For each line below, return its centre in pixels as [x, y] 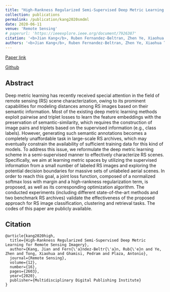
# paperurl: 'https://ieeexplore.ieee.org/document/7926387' [71, 33]
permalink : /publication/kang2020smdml [47, 19]
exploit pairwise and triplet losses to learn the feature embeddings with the [83, 117]
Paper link [16, 57]
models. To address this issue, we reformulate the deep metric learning [79, 149]
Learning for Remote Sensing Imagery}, [47, 245]
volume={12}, [24, 263]
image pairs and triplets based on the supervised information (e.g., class [81, 128]
